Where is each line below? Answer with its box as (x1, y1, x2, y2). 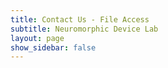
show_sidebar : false (10, 42, 97, 53)
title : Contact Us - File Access (10, 14, 150, 25)
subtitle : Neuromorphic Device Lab (10, 24, 159, 34)
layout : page (10, 33, 65, 43)
